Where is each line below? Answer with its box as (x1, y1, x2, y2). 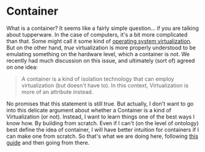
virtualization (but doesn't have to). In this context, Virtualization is (21, 81, 188, 89)
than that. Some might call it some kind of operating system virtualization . (6, 37, 192, 45)
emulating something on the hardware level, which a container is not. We (6, 50, 190, 57)
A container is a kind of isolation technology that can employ (21, 75, 174, 82)
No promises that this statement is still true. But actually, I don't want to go (6, 100, 194, 107)
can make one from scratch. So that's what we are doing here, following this (6, 132, 199, 140)
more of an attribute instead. (21, 88, 94, 95)
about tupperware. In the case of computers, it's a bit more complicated (6, 31, 188, 38)
